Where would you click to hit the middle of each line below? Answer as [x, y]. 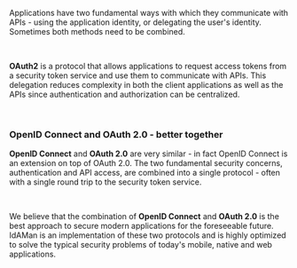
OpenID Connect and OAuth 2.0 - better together [116, 134]
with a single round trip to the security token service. [106, 182]
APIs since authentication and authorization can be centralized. [125, 94]
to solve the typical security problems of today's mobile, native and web [141, 245]
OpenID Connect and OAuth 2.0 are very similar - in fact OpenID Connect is [148, 154]
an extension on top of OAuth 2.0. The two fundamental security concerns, [146, 163]
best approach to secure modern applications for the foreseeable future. [141, 226]
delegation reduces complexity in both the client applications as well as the [146, 85]
